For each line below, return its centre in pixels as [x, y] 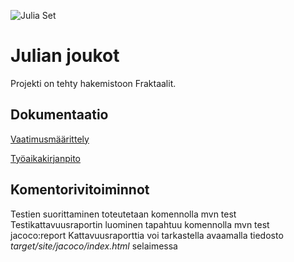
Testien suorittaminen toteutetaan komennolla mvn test [123, 214]
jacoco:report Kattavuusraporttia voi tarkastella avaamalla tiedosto [147, 235]
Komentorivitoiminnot [80, 190]
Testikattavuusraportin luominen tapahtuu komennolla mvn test [140, 224]
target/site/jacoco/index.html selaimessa [94, 246]
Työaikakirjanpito [45, 158]
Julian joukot [65, 56]
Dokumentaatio [59, 115]
